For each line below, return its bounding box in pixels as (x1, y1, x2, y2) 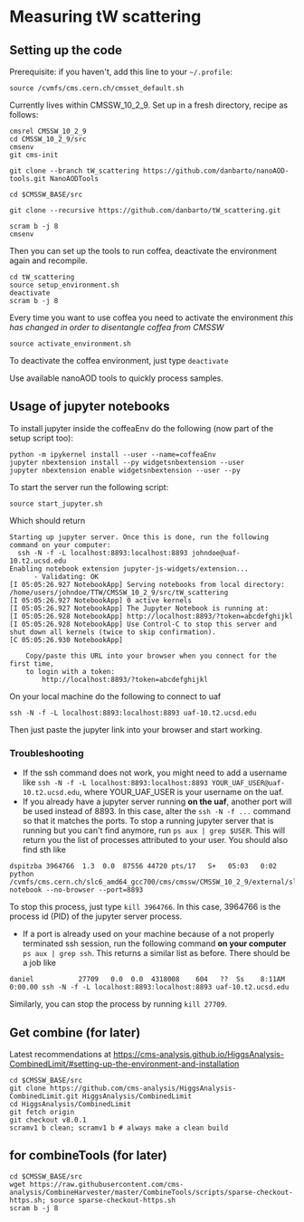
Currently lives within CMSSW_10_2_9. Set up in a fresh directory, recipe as (9, 99, 288, 110)
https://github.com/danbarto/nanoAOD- (143, 166, 290, 175)
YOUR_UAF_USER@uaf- (211, 779, 285, 788)
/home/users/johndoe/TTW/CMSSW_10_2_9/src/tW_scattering (9, 588, 229, 597)
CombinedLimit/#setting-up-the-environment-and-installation (9, 1058, 240, 1069)
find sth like (22, 844, 66, 856)
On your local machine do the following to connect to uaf (9, 690, 222, 702)
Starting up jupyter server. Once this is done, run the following (9, 532, 270, 542)
